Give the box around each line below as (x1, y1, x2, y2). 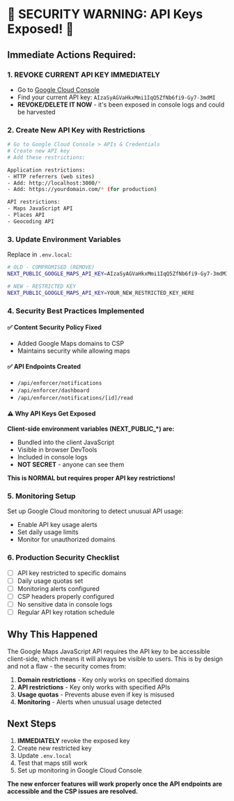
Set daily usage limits (17, 528, 79, 536)
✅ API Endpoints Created (7, 363, 81, 371)
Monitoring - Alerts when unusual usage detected (17, 697, 162, 706)
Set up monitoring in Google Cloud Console (17, 766, 142, 775)
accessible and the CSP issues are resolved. (7, 787, 138, 795)
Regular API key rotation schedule (17, 608, 115, 616)
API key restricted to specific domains (17, 568, 127, 577)
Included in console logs (17, 453, 88, 461)
